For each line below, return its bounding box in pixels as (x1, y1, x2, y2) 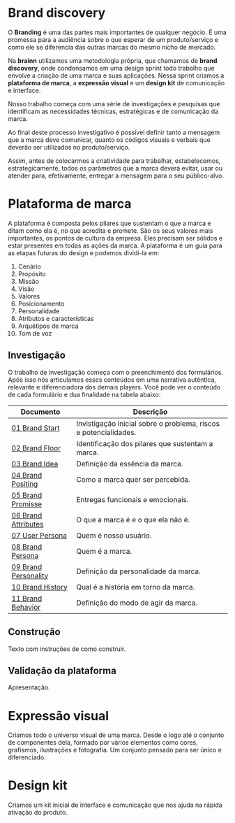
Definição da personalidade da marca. (76, 566, 201, 576)
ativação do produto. (8, 808, 68, 817)
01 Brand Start (11, 423, 60, 433)
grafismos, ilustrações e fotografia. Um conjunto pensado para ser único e (8, 746, 222, 754)
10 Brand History (11, 582, 68, 592)
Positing (11, 479, 38, 489)
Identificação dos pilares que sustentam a (76, 438, 213, 448)
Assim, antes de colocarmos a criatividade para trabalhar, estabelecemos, (8, 156, 221, 165)
